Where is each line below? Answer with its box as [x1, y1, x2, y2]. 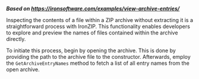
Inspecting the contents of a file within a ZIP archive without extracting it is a [6, 17, 193, 23]
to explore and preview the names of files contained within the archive [6, 29, 178, 36]
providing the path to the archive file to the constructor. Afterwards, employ [6, 53, 191, 60]
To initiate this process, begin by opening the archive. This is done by [6, 47, 176, 54]
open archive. [6, 66, 40, 73]
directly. [6, 36, 26, 42]
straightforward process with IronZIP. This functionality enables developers [6, 23, 190, 30]
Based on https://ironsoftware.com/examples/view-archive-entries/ [6, 5, 180, 12]
